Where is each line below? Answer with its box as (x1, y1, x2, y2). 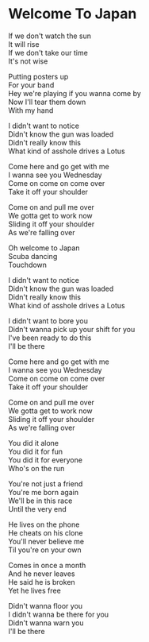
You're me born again (8, 487, 79, 497)
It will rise (8, 39, 40, 48)
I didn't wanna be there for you (8, 609, 109, 619)
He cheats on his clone (8, 528, 83, 537)
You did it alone (8, 438, 59, 447)
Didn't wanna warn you (8, 617, 84, 628)
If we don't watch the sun (8, 31, 92, 41)
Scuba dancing (8, 251, 58, 261)
